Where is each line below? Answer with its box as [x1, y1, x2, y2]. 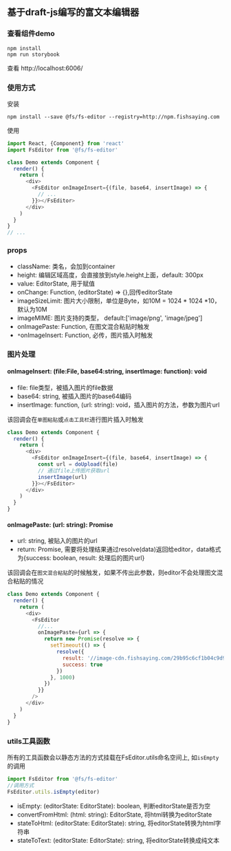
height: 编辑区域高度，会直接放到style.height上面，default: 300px [16, 270, 204, 279]
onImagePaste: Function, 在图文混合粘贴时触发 [16, 322, 150, 330]
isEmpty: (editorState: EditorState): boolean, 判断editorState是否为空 [16, 801, 211, 810]
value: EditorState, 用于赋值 [16, 279, 95, 288]
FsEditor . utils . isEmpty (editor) [7, 788, 100, 795]
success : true [62, 661, 103, 668]
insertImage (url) [37, 473, 88, 480]
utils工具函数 [7, 736, 50, 746]
